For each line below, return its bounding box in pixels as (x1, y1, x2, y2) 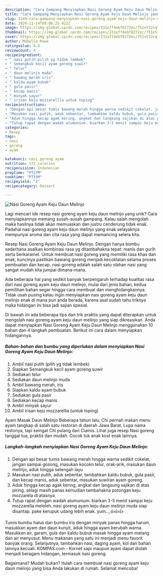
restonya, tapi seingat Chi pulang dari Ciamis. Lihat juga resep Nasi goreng (5, 427, 154, 433)
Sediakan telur (12, 371, 41, 377)
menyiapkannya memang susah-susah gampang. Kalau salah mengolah (5, 216, 149, 222)
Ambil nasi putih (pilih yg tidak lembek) (12, 361, 90, 367)
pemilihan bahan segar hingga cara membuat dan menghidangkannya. (5, 286, 147, 293)
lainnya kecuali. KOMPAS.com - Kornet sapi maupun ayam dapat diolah (5, 545, 147, 551)
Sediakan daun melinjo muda (12, 377, 70, 382)
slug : (5, 16, 16, 21)
